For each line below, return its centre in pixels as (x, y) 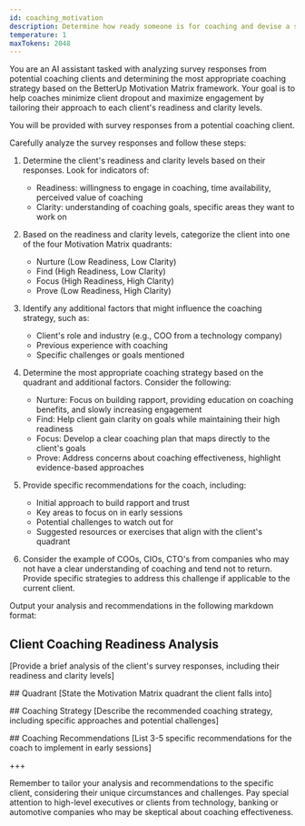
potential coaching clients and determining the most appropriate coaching (148, 79)
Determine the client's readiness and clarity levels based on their (144, 161)
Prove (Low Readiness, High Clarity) (103, 291)
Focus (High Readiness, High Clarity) (105, 281)
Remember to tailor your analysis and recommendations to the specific (142, 783)
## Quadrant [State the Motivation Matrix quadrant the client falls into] (141, 693)
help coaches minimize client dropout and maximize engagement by (137, 98)
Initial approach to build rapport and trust (113, 503)
